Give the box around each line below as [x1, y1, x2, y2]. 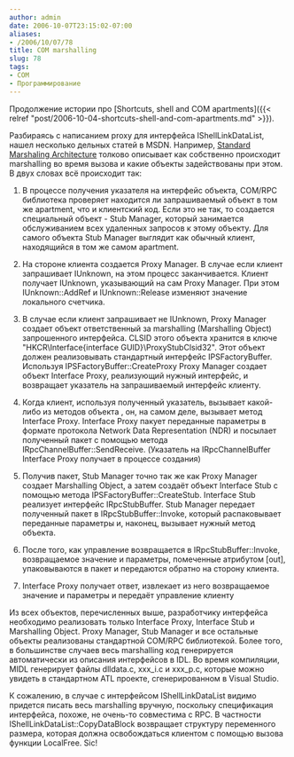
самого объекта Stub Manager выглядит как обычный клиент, [21, 232, 255, 242]
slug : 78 [9, 54, 42, 63]
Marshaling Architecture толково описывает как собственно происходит [9, 148, 281, 160]
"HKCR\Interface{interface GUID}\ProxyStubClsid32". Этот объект [21, 342, 266, 352]
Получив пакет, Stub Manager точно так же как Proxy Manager [21, 470, 258, 481]
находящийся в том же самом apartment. [21, 241, 180, 252]
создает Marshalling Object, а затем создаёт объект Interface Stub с [21, 480, 279, 491]
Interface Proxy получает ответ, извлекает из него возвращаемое [21, 580, 270, 591]
